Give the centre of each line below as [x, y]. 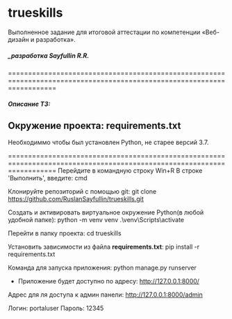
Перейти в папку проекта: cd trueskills [65, 233]
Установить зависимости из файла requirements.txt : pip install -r [104, 247]
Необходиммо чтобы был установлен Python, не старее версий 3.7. [108, 142]
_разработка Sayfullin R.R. [49, 55]
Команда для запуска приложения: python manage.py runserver [102, 268]
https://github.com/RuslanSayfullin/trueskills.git [76, 199]
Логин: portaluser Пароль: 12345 [56, 309]
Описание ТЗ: [29, 104]
